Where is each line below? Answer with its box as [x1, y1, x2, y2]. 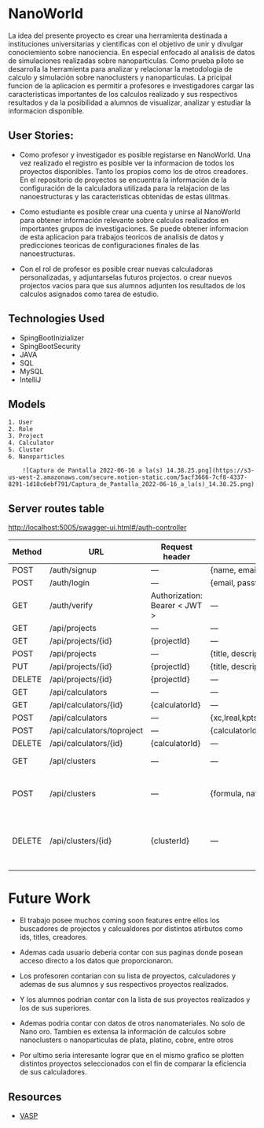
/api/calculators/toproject [49, 725, 144, 737]
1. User [8, 418, 34, 426]
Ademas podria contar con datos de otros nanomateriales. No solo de [19, 1019, 245, 1028]
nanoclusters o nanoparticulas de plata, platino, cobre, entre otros [19, 1035, 234, 1045]
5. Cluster [8, 446, 44, 454]
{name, [210, 565, 236, 576]
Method [12, 547, 42, 558]
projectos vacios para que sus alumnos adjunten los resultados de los [19, 280, 246, 290]
